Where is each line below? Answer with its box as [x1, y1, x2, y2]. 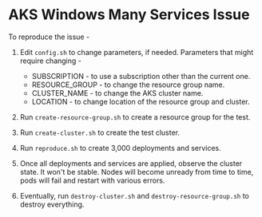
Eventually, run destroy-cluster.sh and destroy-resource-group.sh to [19, 191, 250, 200]
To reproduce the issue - [8, 32, 90, 41]
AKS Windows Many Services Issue [8, 6, 250, 24]
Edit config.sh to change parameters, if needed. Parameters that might [19, 47, 254, 57]
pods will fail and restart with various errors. [19, 176, 165, 185]
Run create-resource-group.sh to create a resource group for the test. [19, 112, 251, 121]
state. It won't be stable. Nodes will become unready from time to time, [19, 167, 254, 176]
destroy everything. [19, 199, 85, 209]
